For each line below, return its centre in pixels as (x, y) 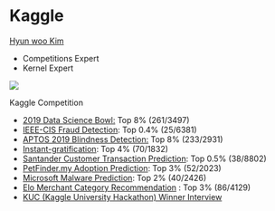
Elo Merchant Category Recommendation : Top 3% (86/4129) (137, 187)
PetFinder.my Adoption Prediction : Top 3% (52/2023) (122, 168)
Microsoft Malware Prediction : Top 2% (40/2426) (114, 177)
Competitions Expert (61, 58)
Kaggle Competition (47, 102)
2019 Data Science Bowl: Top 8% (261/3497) (106, 120)
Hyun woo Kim (37, 41)
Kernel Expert (48, 68)
